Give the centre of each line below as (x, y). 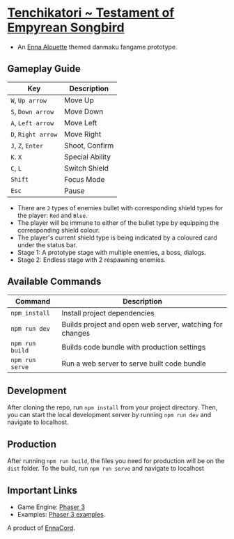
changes (76, 333)
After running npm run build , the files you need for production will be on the (116, 461)
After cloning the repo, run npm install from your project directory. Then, (112, 407)
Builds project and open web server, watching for (142, 324)
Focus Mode (84, 179)
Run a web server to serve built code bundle (134, 364)
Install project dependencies (108, 313)
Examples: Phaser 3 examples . (61, 514)
